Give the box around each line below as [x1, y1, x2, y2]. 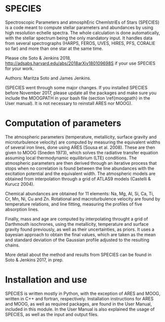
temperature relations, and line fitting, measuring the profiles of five [5, 201, 142, 207]
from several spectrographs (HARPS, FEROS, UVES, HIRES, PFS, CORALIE [5, 40, 156, 46]
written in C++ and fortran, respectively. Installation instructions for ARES [5, 295, 154, 301]
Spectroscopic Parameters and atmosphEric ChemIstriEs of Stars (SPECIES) [5, 19, 160, 25]
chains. [5, 242, 20, 248]
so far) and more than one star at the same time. [5, 45, 103, 51]
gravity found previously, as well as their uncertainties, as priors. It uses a [5, 226, 155, 232]
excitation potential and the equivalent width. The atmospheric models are [5, 171, 156, 177]
